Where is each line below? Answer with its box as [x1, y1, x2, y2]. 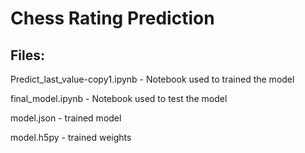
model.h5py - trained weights [10, 132, 132, 143]
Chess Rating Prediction [10, 7, 215, 30]
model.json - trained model [10, 112, 122, 124]
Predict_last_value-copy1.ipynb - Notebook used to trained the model [10, 73, 295, 85]
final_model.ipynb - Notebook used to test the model [10, 93, 228, 104]
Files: [10, 47, 45, 64]
